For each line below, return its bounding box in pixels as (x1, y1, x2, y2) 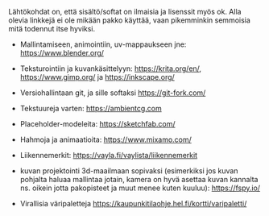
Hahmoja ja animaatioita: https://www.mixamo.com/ (19, 135, 192, 144)
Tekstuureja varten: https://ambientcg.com (19, 104, 163, 113)
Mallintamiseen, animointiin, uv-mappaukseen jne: (19, 39, 187, 49)
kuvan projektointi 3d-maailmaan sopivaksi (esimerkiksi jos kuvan (19, 166, 238, 176)
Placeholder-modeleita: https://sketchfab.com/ (19, 119, 176, 128)
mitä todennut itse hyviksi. (8, 24, 96, 33)
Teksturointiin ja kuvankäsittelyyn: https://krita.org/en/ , (19, 64, 202, 73)
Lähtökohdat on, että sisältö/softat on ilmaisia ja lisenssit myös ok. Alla (8, 7, 242, 16)
